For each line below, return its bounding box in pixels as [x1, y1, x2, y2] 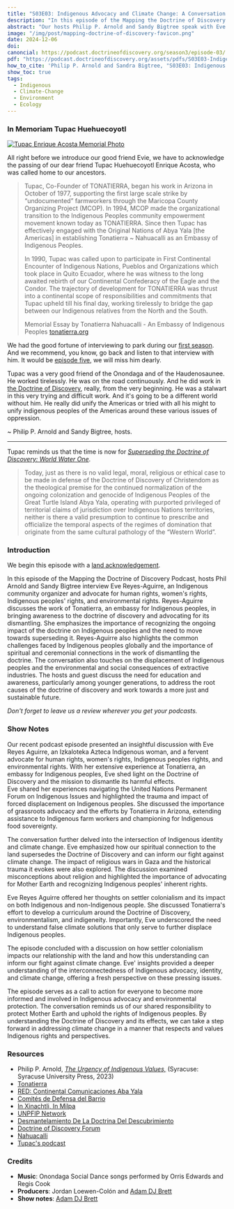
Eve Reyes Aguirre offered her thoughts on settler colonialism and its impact [7, 893, 226, 901]
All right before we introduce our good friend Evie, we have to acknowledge [7, 154, 225, 162]
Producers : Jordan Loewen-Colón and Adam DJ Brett [17, 1187, 172, 1196]
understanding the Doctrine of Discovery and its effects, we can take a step [7, 1016, 224, 1025]
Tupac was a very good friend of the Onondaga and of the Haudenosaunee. [7, 369, 225, 378]
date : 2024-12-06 [7, 36, 58, 43]
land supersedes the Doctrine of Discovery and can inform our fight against [7, 850, 224, 859]
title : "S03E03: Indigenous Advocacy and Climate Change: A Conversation [7, 10, 226, 17]
